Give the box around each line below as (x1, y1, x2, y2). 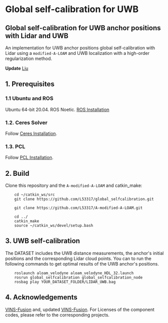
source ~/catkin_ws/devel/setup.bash (14, 223, 94, 228)
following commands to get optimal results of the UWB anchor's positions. (5, 261, 159, 267)
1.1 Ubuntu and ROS (5, 95, 54, 102)
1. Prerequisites (5, 80, 55, 89)
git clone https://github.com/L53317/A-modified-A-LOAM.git (14, 206, 143, 211)
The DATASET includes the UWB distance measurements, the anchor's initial (5, 250, 164, 256)
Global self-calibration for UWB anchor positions (5, 24, 161, 32)
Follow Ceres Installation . (5, 130, 57, 137)
